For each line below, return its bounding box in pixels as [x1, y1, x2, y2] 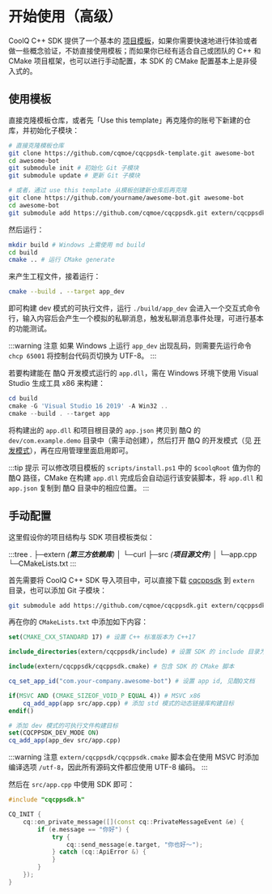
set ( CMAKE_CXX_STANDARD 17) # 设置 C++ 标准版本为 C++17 [8, 633, 196, 641]
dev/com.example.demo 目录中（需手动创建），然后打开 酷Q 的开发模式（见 [8, 435, 253, 445]
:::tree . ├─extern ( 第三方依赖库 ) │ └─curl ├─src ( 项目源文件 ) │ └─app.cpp [8, 549, 257, 559]
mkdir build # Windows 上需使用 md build [8, 241, 146, 249]
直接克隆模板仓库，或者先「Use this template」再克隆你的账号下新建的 [8, 115, 244, 125]
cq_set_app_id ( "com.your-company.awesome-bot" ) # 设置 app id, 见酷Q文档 [8, 678, 255, 686]
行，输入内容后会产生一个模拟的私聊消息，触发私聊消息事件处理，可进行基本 [8, 314, 264, 323]
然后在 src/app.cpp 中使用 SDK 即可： [8, 780, 135, 789]
